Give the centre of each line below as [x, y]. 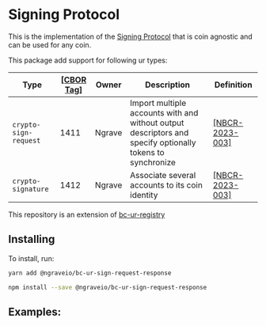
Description [167, 85]
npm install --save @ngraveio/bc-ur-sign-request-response [108, 287]
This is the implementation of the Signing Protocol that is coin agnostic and [131, 36]
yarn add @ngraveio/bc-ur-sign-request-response [90, 273]
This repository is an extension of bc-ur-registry [87, 214]
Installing [32, 239]
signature [30, 189]
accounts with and [164, 112]
